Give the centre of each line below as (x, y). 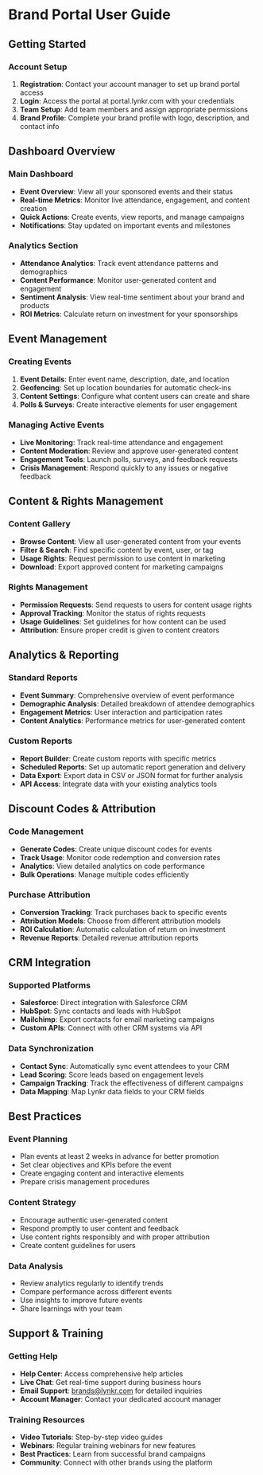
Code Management (46, 831)
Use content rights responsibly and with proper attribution (115, 1237)
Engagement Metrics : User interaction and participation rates (121, 712)
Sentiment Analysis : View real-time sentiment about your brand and (132, 297)
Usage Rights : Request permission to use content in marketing (122, 558)
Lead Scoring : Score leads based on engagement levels (112, 1074)
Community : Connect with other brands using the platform (116, 1462)
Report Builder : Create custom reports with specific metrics (118, 758)
